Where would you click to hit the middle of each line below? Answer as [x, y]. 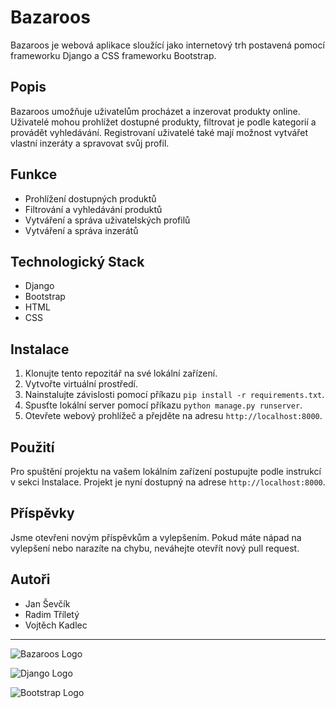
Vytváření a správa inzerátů [81, 230]
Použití [32, 447]
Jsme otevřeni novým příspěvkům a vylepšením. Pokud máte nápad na [156, 537]
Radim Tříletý [52, 614]
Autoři [30, 579]
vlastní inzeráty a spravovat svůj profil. [90, 143]
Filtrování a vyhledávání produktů [93, 209]
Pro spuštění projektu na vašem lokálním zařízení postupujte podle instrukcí [166, 471]
